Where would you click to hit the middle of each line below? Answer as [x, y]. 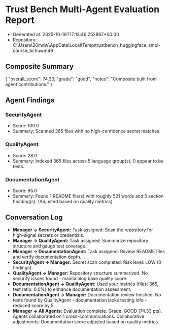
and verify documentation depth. [47, 257]
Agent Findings [30, 100]
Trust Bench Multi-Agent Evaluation [82, 9]
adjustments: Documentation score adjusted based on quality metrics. [86, 321]
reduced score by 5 [33, 305]
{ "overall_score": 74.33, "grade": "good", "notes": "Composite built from [81, 79]
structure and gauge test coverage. [49, 246]
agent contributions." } [29, 84]
